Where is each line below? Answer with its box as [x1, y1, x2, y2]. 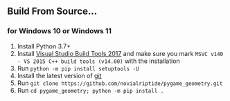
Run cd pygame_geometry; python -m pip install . [17, 86, 164, 94]
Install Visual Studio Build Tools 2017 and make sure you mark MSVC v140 [17, 49, 224, 57]
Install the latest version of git [17, 71, 102, 80]
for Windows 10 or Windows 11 [7, 26, 112, 36]
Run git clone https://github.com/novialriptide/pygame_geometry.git [17, 79, 223, 87]
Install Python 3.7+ [17, 42, 71, 50]
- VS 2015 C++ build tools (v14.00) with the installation [17, 57, 180, 65]
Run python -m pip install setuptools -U [17, 64, 139, 72]
